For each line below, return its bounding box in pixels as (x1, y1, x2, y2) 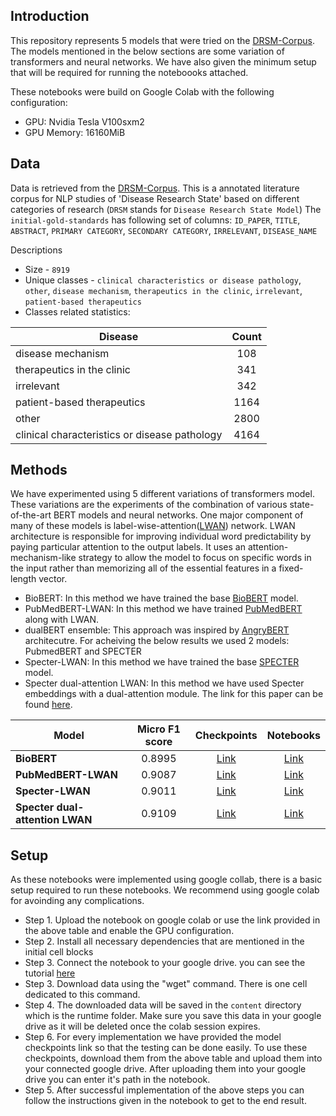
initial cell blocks (24, 946, 94, 958)
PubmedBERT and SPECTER (24, 645, 142, 658)
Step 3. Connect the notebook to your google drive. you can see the (24, 957, 306, 969)
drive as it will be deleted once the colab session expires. (24, 1020, 261, 1033)
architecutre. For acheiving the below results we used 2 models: (24, 635, 290, 647)
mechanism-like (10, 552, 77, 564)
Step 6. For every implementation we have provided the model (24, 1031, 282, 1043)
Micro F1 (137, 722, 181, 736)
